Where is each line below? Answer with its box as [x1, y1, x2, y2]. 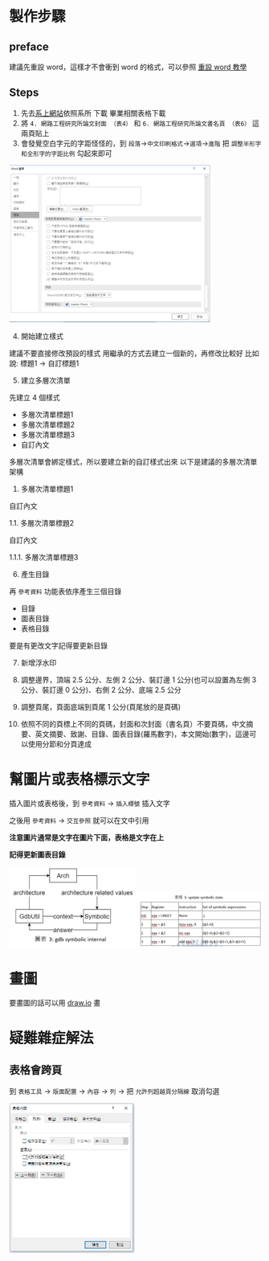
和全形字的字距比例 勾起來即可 [20, 148, 112, 158]
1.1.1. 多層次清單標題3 [9, 552, 79, 563]
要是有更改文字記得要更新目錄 [9, 641, 108, 651]
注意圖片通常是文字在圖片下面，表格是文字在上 [9, 833, 164, 842]
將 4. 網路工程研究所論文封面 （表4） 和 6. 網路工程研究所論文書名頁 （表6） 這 [20, 118, 259, 128]
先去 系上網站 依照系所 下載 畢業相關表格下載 [20, 108, 166, 117]
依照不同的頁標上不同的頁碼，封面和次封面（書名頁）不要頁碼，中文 [20, 719, 247, 729]
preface [9, 39, 49, 53]
